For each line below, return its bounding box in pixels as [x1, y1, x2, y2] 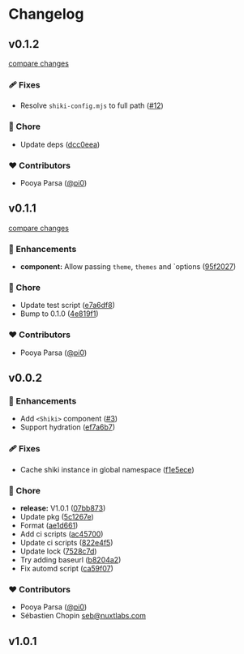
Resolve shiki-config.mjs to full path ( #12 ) [19, 100, 164, 110]
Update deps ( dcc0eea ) [19, 139, 101, 149]
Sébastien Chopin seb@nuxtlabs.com [19, 611, 146, 621]
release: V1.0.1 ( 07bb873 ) [19, 503, 106, 513]
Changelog [8, 5, 84, 24]
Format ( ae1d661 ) [19, 520, 79, 530]
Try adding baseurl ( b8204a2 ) [19, 554, 122, 564]
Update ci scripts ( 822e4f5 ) [19, 537, 113, 547]
